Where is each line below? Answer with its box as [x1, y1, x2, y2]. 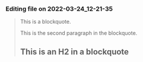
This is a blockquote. [20, 18, 71, 25]
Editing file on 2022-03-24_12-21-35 [5, 5, 113, 13]
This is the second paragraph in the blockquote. [20, 30, 138, 37]
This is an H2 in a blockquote [20, 47, 129, 57]
